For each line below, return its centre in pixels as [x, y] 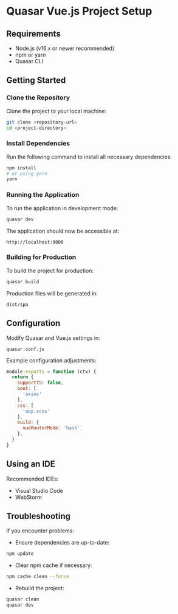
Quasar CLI [29, 61]
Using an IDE [31, 464]
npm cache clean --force [38, 577]
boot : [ [27, 389]
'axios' [32, 394]
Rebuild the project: [40, 588]
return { [23, 377]
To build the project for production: [50, 270]
